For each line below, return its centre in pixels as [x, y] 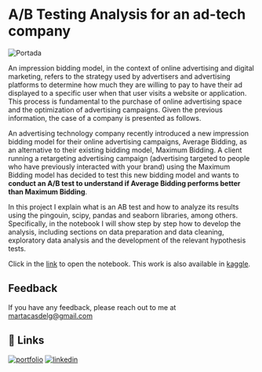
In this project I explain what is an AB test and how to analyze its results [124, 206]
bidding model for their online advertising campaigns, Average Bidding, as [128, 141]
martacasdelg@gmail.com [50, 315]
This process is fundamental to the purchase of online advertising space [125, 101]
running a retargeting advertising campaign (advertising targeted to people [129, 158]
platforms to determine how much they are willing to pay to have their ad [126, 85]
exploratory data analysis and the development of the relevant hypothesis [127, 240]
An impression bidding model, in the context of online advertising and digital [131, 67]
